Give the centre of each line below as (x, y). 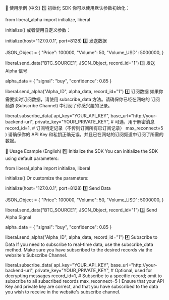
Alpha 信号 (16, 71)
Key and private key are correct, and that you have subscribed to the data (82, 286)
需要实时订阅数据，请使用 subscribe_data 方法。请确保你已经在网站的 (78, 99)
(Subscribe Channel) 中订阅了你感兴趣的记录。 (64, 105)
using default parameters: (32, 158)
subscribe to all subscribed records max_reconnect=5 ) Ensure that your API (85, 281)
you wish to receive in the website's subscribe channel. (63, 292)
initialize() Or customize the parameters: (47, 178)
